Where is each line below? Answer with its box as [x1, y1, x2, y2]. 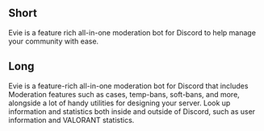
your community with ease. [8, 36, 99, 46]
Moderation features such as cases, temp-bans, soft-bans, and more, [8, 89, 240, 99]
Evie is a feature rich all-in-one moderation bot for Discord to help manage [8, 27, 257, 37]
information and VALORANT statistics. [8, 115, 135, 125]
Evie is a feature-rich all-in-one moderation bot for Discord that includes [8, 80, 249, 91]
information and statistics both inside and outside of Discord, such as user [8, 106, 256, 116]
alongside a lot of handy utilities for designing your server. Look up [8, 98, 231, 108]
